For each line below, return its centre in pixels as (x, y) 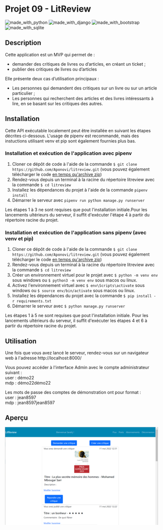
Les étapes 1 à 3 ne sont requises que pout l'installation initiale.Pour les (76, 210)
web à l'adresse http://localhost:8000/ (43, 358)
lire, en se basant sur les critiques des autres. (57, 104)
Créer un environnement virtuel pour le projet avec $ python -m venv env (85, 275)
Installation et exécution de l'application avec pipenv (68, 153)
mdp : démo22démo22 (28, 383)
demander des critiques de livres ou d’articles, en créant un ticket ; (79, 64)
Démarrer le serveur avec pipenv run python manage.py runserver (78, 200)
